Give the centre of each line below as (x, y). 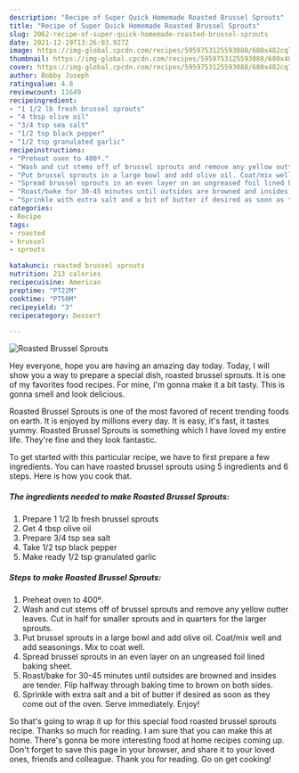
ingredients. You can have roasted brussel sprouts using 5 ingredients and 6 (149, 467)
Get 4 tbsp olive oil (57, 529)
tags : (19, 225)
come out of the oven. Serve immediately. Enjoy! (111, 704)
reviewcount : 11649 (45, 92)
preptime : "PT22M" (43, 291)
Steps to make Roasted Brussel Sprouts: (85, 577)
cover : (21, 68)
